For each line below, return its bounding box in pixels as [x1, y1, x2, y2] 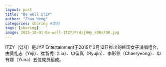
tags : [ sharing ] [5, 26, 39, 31]
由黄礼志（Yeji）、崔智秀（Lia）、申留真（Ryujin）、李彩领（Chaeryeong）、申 [5, 50, 161, 56]
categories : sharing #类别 [5, 21, 60, 26]
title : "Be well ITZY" [5, 12, 52, 17]
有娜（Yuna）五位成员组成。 [5, 57, 64, 62]
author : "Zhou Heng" [5, 16, 48, 21]
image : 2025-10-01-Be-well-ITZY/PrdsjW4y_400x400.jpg [5, 30, 120, 35]
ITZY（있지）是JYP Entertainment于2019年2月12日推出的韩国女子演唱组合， [5, 44, 161, 50]
